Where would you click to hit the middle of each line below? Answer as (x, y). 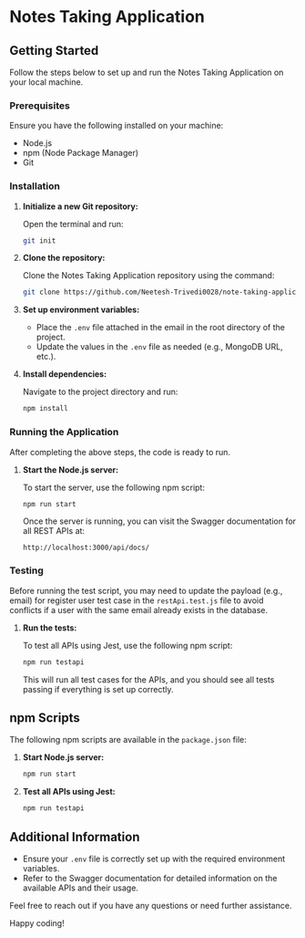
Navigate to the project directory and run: (100, 392)
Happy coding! (37, 922)
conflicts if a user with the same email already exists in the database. (139, 610)
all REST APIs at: (53, 531)
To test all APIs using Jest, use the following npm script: (127, 645)
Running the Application (64, 433)
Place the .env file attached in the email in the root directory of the (160, 328)
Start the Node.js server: (71, 469)
